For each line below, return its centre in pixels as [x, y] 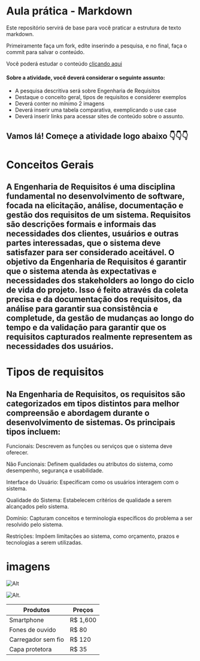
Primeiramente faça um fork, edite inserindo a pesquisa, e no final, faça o [97, 46]
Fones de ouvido [33, 630]
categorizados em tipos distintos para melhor [93, 403]
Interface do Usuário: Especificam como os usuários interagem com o [93, 482]
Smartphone [27, 620]
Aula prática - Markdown [69, 11]
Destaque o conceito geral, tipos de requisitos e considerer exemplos [101, 97]
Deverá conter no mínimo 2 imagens [60, 104]
